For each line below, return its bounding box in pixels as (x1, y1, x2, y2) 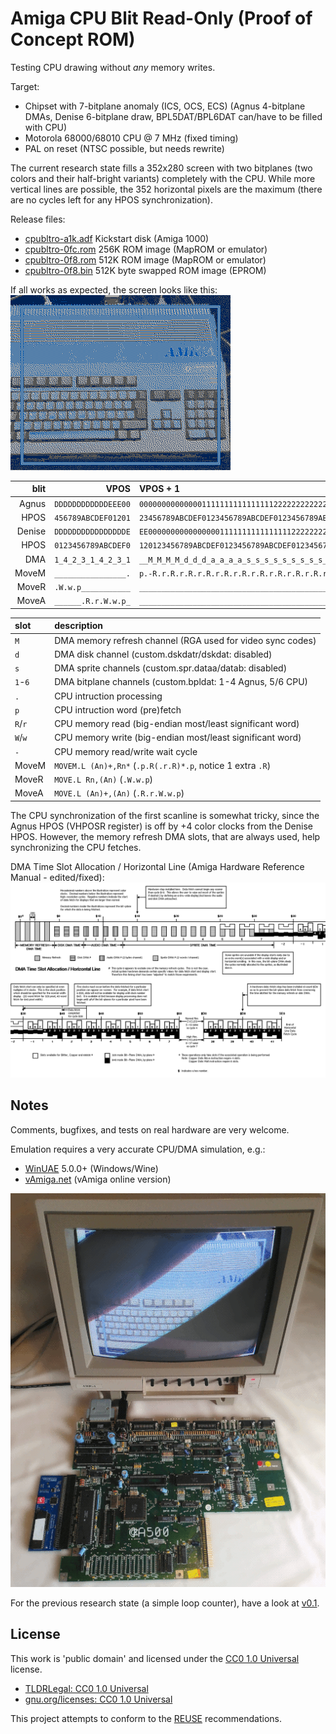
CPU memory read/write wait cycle (54, 745, 198, 757)
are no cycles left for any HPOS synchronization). (10, 193, 213, 206)
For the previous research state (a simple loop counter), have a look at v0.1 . (10, 1597, 320, 1609)
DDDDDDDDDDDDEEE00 (54, 499, 131, 509)
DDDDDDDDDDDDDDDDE (54, 527, 131, 537)
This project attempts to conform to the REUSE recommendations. (10, 1712, 283, 1724)
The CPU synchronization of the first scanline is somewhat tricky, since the (10, 809, 320, 821)
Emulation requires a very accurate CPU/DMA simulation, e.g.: (10, 1143, 266, 1155)
